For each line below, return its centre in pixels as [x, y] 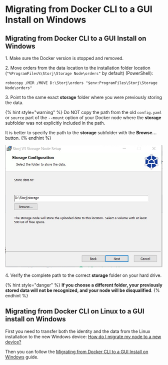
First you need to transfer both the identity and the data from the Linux [78, 331]
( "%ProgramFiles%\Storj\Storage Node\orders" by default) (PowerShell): [79, 73]
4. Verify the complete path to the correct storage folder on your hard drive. [83, 275]
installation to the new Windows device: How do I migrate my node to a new [83, 336]
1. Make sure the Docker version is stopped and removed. [64, 58]
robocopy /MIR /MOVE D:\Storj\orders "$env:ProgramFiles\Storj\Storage [81, 83]
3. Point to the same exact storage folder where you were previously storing [84, 97]
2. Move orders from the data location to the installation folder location [78, 68]
